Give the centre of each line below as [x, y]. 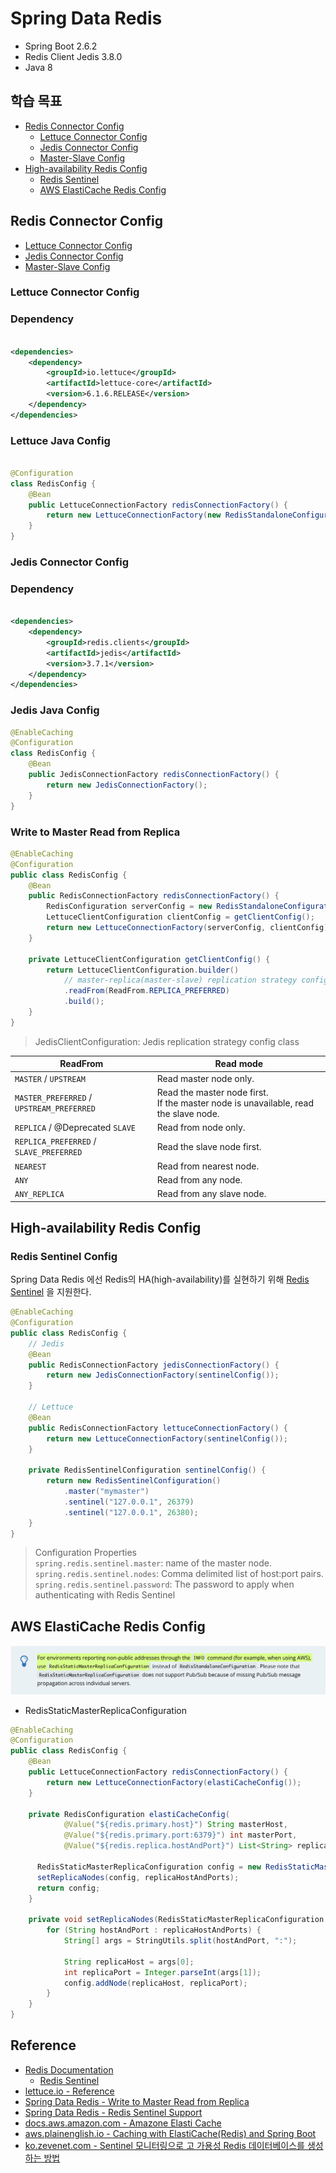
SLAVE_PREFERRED [48, 1153]
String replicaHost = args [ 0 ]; [129, 1962]
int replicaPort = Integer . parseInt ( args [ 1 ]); [162, 1972]
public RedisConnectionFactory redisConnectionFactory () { [154, 896]
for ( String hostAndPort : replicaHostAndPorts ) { [154, 1930]
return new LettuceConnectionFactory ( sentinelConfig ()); [167, 1438]
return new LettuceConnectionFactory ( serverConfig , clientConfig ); [189, 928]
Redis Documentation [69, 2069]
